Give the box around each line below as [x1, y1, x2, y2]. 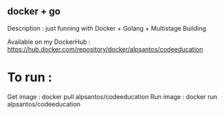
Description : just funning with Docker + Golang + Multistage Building [7, 24, 207, 32]
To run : [7, 70, 52, 85]
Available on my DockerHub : [7, 38, 91, 46]
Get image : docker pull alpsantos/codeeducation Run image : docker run [7, 92, 218, 100]
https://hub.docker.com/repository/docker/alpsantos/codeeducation [7, 45, 204, 53]
